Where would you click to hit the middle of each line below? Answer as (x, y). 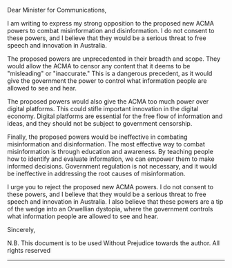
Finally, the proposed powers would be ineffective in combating (97, 137)
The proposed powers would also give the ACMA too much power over (108, 102)
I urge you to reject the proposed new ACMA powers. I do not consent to (110, 187)
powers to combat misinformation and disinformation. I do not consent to (111, 31)
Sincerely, (21, 230)
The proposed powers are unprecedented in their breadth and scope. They (114, 59)
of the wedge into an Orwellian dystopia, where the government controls (110, 209)
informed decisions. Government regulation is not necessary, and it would (112, 166)
